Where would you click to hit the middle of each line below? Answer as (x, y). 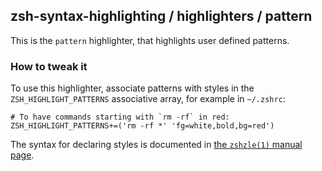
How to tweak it (49, 66)
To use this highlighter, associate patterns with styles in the (132, 88)
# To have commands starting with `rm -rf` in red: (120, 117)
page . (22, 155)
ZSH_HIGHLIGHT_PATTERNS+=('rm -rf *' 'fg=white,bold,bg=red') (142, 126)
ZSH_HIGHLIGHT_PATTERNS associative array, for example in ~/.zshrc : (148, 99)
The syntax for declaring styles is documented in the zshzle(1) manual (156, 145)
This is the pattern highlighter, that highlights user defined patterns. (150, 40)
